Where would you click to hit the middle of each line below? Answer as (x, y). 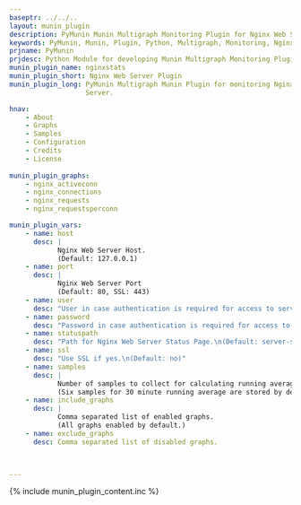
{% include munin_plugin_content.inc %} (84, 492)
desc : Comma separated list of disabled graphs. (125, 442)
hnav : (19, 109)
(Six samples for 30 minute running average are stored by (169, 392)
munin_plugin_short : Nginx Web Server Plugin (95, 76)
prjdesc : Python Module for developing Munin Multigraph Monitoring (140, 59)
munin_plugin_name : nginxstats (68, 68)
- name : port (50, 267)
